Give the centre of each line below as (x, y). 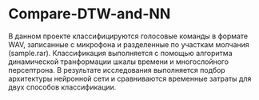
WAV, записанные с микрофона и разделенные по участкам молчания (129, 44)
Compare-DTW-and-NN (90, 14)
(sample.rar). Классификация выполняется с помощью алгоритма (120, 53)
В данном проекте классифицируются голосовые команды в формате (128, 36)
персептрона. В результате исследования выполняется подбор (117, 70)
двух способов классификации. (62, 87)
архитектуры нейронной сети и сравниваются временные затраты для (130, 78)
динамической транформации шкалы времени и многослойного (119, 62)
